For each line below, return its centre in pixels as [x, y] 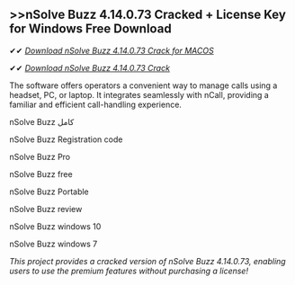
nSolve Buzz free [41, 174]
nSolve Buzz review [46, 209]
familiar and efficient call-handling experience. [96, 104]
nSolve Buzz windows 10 [55, 226]
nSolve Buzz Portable [49, 191]
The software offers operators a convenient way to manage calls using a [143, 85]
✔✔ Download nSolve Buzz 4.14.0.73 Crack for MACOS [112, 50]
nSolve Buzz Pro [40, 156]
